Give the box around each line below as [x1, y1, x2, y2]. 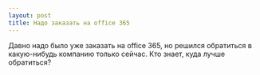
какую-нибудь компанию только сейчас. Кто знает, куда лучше [8, 49, 226, 58]
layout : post [8, 11, 52, 20]
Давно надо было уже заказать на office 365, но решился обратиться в [8, 40, 253, 50]
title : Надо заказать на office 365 [8, 19, 130, 27]
